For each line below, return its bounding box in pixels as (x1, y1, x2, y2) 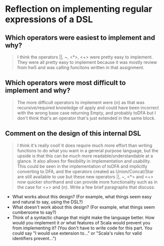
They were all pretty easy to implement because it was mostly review (17, 59, 157, 65)
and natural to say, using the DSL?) (12, 199, 83, 205)
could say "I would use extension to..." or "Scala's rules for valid (12, 230, 142, 236)
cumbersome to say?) (12, 209, 56, 215)
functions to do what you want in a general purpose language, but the (17, 147, 159, 153)
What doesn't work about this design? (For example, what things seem (12, 204, 155, 210)
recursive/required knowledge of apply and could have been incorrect (17, 105, 159, 110)
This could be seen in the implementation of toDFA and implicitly (17, 163, 148, 169)
